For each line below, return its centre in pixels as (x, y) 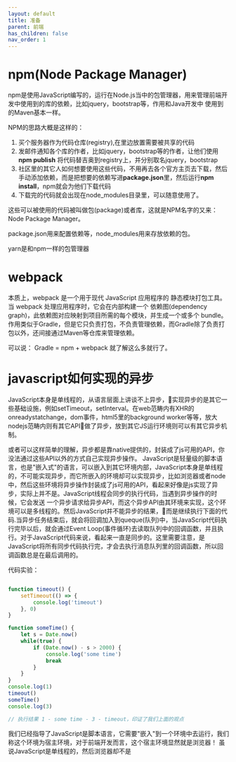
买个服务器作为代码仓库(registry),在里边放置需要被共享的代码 (106, 143)
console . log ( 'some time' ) (83, 654)
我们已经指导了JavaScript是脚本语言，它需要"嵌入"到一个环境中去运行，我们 (119, 733)
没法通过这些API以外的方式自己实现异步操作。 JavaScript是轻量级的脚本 (112, 458)
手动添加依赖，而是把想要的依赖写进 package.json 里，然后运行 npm (116, 178)
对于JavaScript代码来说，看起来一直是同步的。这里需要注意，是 (113, 537)
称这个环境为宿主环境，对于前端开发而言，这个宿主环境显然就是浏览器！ (112, 742)
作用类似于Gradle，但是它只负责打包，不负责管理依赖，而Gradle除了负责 (113, 324)
